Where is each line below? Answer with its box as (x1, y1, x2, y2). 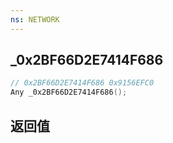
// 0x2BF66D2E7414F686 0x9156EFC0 (10, 78, 155, 88)
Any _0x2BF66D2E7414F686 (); (10, 87, 128, 98)
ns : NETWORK (10, 14, 60, 25)
